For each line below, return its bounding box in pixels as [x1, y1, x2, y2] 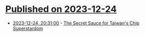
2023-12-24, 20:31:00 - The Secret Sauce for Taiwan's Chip [12, 20, 140, 26]
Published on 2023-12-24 [5, 3, 117, 15]
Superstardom [12, 25, 44, 31]
